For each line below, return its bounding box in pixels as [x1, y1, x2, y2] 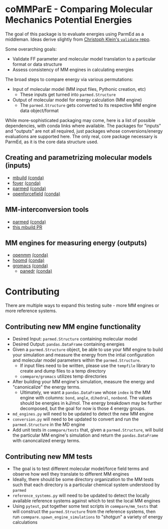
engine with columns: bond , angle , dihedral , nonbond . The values [20, 395, 152, 401]
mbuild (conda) [12, 174, 44, 181]
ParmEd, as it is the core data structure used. [5, 139, 99, 145]
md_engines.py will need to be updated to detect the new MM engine [12, 411, 154, 417]
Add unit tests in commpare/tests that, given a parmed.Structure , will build [12, 427, 163, 433]
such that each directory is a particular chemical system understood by [12, 482, 160, 488]
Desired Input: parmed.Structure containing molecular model [12, 336, 138, 342]
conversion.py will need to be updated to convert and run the [12, 416, 139, 422]
